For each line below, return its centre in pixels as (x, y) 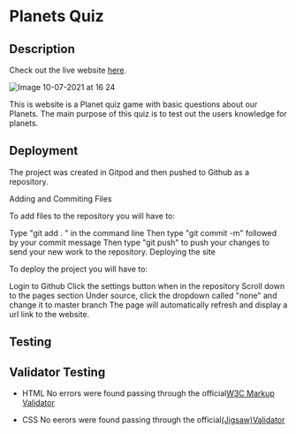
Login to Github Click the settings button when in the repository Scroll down (147, 286)
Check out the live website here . (68, 70)
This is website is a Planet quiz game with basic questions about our (133, 104)
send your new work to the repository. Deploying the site (113, 251)
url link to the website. (49, 314)
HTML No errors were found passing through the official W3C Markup (148, 393)
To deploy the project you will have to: (79, 269)
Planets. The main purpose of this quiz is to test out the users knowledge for (148, 114)
